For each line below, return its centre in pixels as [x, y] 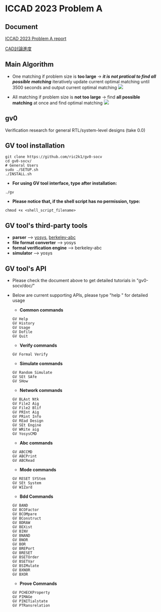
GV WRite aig [26, 430]
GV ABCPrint [24, 456]
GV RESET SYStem [29, 479]
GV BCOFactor [26, 510]
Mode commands [38, 470]
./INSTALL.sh [18, 174]
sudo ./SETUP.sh [22, 170]
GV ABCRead [23, 461]
